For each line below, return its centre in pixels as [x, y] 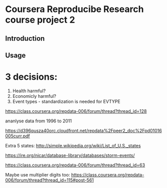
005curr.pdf [18, 136]
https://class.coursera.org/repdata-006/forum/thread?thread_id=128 [76, 111]
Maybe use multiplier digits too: [38, 174]
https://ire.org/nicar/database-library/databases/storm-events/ [70, 155]
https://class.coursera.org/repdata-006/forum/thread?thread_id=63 [75, 165]
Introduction [25, 38]
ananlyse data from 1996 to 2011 [38, 121]
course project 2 [40, 20]
